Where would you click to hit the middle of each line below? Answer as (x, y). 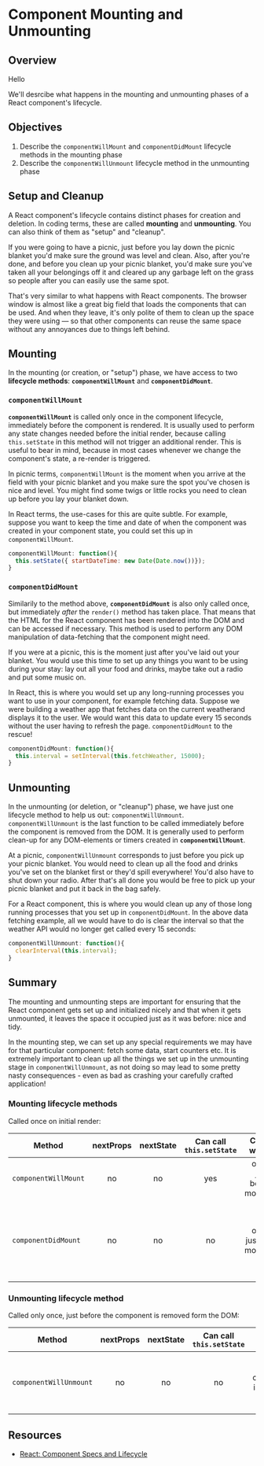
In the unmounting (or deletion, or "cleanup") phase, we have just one (121, 807)
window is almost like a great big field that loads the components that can (127, 304)
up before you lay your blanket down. (68, 499)
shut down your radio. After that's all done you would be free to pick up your (132, 880)
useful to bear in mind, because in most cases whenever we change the (125, 450)
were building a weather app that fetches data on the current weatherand (127, 709)
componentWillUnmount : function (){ (66, 944)
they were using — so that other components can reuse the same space (125, 321)
